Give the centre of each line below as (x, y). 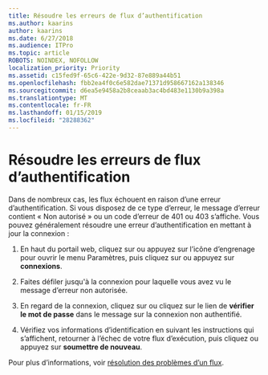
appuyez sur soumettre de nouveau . (81, 347)
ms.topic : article (39, 53)
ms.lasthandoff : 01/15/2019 (55, 113)
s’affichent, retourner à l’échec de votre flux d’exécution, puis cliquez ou (139, 338)
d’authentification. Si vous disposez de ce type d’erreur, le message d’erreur (134, 208)
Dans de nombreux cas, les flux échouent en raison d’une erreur (115, 199)
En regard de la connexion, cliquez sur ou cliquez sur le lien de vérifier (137, 305)
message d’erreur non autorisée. (74, 290)
